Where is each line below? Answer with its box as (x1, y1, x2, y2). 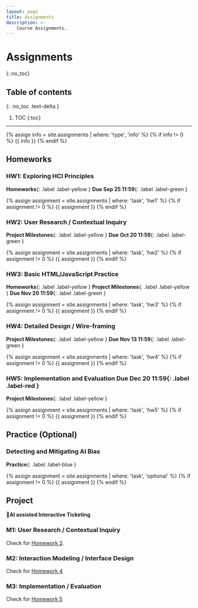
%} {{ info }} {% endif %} (6, 137, 68, 144)
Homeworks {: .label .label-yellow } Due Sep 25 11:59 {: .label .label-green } (6, 185, 188, 192)
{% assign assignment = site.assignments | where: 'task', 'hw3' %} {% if (6, 301, 181, 308)
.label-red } (6, 382, 39, 390)
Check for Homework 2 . (6, 539, 64, 546)
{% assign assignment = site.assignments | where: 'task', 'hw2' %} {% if (6, 249, 181, 256)
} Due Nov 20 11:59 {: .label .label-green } (6, 290, 106, 297)
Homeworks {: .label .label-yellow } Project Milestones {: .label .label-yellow (6, 284, 190, 291)
